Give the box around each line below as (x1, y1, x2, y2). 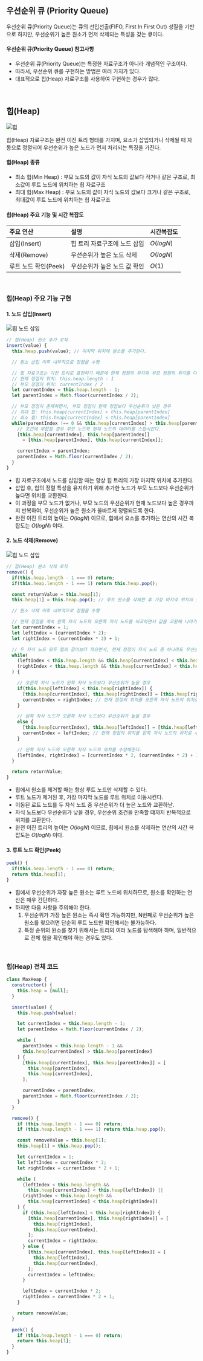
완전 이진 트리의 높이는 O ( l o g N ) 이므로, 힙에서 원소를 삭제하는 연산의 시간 (14, 824, 188, 831)
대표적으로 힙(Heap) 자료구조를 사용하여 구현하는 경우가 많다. (14, 75, 160, 83)
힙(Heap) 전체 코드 (6, 962, 59, 971)
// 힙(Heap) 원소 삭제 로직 (6, 564, 68, 570)
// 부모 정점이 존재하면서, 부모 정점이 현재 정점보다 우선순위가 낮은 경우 (11, 404, 171, 410)
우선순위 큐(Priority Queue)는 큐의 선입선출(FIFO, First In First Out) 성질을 (6, 23, 184, 30)
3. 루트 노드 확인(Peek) (6, 846, 62, 853)
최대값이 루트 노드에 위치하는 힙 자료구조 (14, 196, 111, 204)
